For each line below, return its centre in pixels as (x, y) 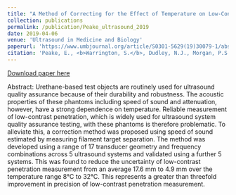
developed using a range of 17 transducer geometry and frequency (104, 146)
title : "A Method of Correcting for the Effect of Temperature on (106, 14)
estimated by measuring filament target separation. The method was (106, 139)
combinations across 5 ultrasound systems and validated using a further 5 (115, 154)
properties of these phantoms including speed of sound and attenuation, (112, 101)
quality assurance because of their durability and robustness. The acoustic (116, 94)
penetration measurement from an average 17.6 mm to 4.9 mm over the (110, 169)
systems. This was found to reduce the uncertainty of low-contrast (104, 161)
